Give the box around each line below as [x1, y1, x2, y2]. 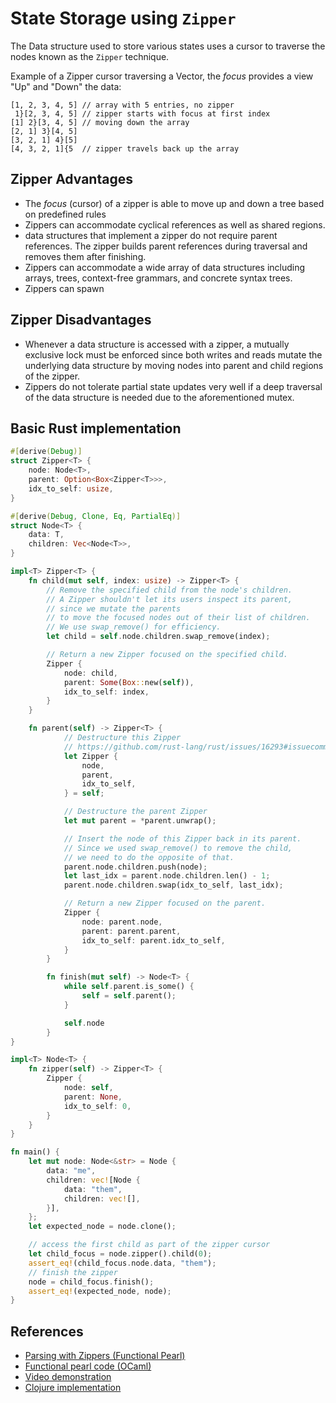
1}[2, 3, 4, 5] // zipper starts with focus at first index [14, 108, 271, 119]
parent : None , [63, 1092, 123, 1102]
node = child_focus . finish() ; [28, 1277, 155, 1287]
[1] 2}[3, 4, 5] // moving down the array [10, 117, 190, 127]
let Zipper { [63, 751, 118, 761]
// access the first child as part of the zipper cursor [28, 1240, 271, 1250]
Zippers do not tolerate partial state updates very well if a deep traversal [24, 380, 323, 392]
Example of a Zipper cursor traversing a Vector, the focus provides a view [10, 70, 314, 82]
